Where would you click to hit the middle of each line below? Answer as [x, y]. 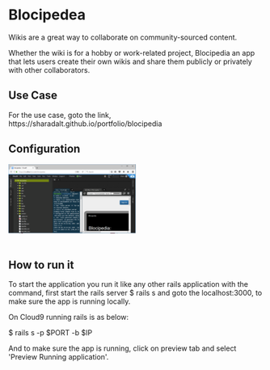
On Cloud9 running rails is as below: [69, 317]
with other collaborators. [49, 69]
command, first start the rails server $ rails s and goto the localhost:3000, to [135, 292]
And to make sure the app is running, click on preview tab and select [122, 348]
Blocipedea [47, 15]
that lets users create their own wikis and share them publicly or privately [130, 61]
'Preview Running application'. [59, 356]
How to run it [41, 265]
